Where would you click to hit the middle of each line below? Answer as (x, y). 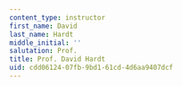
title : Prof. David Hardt (57, 59)
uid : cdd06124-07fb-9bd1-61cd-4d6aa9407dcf (91, 68)
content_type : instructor (57, 17)
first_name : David (43, 26)
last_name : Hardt (41, 34)
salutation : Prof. (43, 51)
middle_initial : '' (45, 43)
